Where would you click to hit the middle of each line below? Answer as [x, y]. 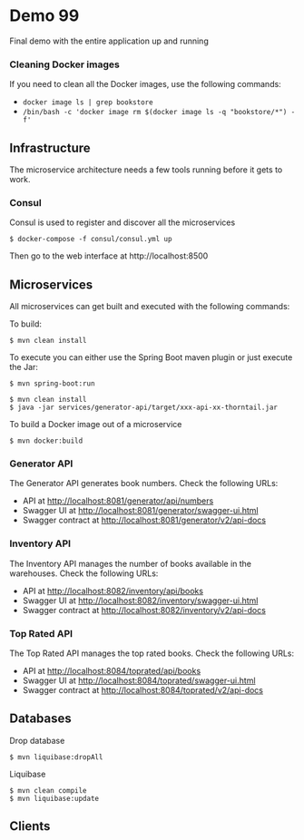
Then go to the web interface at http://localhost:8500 [109, 256]
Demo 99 [44, 16]
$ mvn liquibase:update [54, 798]
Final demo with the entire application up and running [109, 41]
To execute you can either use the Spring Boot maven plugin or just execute [151, 357]
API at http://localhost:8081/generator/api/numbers [118, 501]
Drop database [37, 740]
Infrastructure [50, 147]
